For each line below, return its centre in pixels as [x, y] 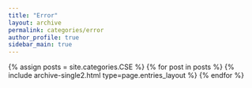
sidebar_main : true [40, 45]
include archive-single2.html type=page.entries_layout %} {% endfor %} [126, 75]
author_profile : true [44, 37]
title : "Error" [33, 15]
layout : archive [35, 23]
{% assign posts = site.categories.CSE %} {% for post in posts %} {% [121, 67]
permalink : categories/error [56, 30]
